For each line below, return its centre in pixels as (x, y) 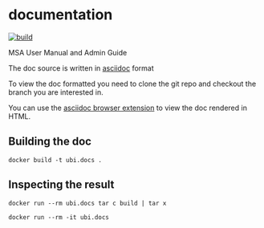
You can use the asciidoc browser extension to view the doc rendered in (128, 108)
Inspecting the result (61, 185)
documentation (61, 15)
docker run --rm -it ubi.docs (59, 217)
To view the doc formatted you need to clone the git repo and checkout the (132, 83)
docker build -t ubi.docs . (55, 160)
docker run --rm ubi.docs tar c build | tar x (87, 203)
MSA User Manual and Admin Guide (68, 52)
